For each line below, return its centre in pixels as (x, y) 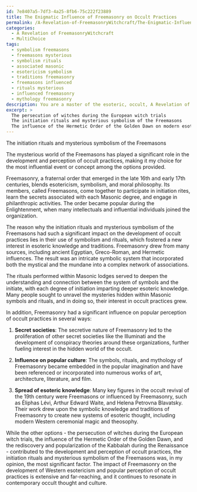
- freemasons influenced (42, 83)
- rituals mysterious (38, 88)
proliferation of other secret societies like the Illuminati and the (90, 336)
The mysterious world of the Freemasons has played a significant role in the (98, 154)
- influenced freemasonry (43, 93)
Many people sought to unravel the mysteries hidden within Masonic (89, 295)
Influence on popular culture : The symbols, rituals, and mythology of (98, 360)
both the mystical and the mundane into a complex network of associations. (98, 265)
